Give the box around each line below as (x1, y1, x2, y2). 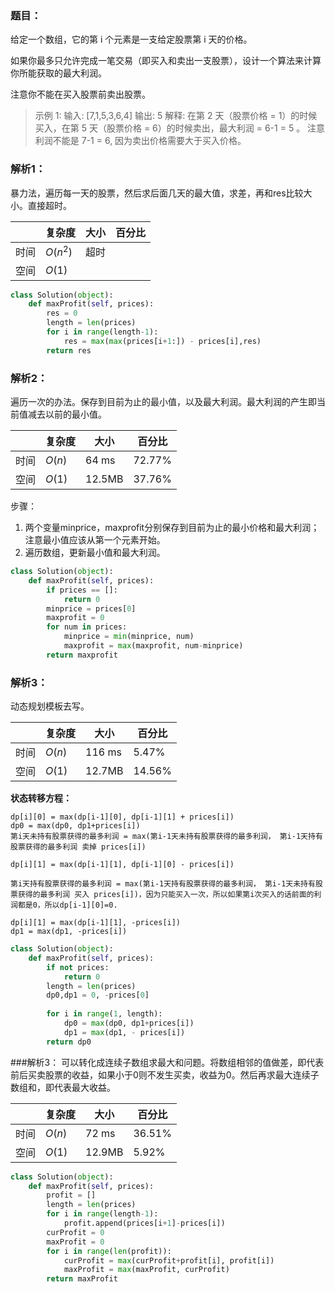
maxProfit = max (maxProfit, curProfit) (63, 1265, 230, 1275)
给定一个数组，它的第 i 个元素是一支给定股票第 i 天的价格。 (10, 33, 253, 46)
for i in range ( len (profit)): (46, 1246, 172, 1256)
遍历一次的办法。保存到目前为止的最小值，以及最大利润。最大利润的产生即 (10, 396, 317, 408)
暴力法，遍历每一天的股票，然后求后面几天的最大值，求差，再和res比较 (10, 187, 304, 199)
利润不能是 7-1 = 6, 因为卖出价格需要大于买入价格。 (34, 135, 247, 147)
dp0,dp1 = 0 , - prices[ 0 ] (46, 990, 150, 1001)
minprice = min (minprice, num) (63, 632, 195, 642)
